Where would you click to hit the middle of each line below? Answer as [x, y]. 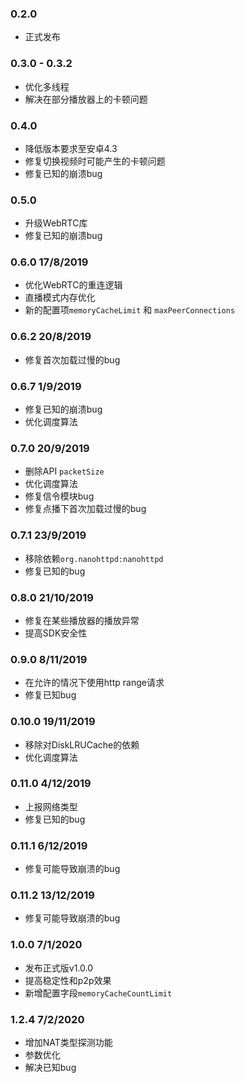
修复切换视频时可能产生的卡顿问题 [95, 161]
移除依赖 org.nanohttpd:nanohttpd [94, 558]
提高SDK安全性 [56, 633]
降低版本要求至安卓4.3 [71, 148]
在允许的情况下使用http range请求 [94, 683]
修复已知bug [50, 695]
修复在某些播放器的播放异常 [82, 620]
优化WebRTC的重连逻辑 [73, 285]
